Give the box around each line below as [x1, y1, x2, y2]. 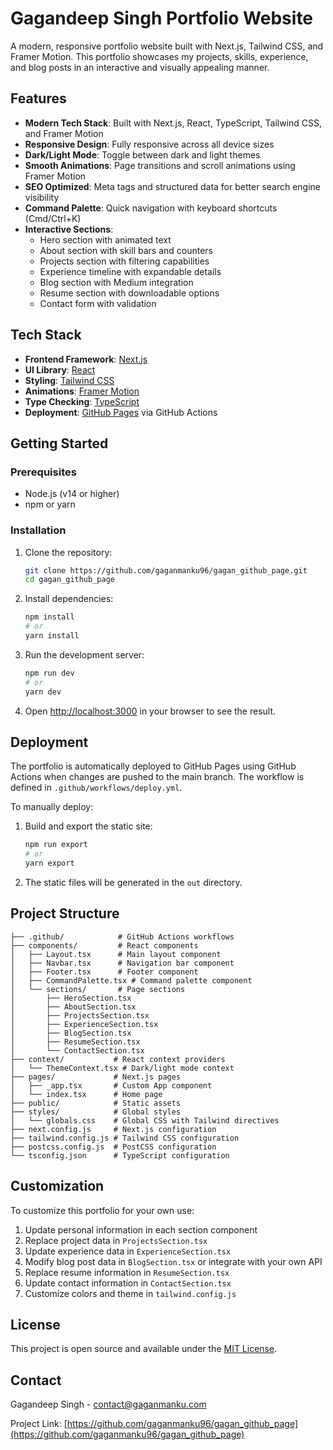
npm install [24, 612, 75, 622]
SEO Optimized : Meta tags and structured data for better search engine [24, 180, 321, 192]
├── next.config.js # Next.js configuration [10, 1124, 217, 1134]
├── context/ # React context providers [10, 1054, 226, 1064]
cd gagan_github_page [24, 575, 115, 585]
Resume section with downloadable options [39, 287, 220, 299]
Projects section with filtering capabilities [39, 255, 210, 267]
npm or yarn [24, 498, 76, 511]
